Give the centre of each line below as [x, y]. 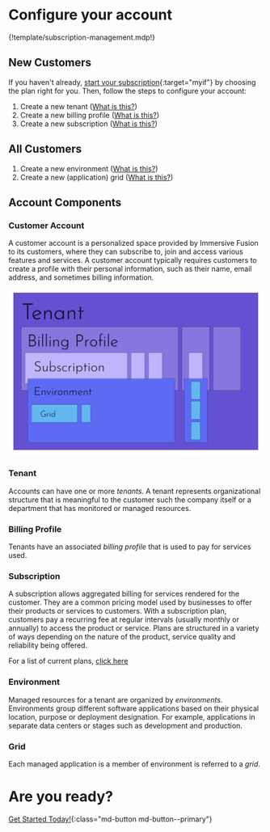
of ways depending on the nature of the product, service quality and [122, 637]
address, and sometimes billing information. [81, 277]
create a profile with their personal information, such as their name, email [130, 269]
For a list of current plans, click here [68, 661]
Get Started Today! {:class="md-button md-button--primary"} [110, 819]
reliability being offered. [48, 645]
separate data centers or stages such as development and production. [125, 725]
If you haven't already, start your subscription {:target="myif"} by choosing [132, 82]
